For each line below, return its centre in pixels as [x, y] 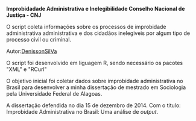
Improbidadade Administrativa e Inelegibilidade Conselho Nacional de [96, 9]
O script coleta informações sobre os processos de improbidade [86, 27]
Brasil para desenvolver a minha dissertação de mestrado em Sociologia [96, 87]
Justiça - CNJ [24, 15]
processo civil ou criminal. [39, 39]
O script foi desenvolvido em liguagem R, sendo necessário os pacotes [94, 63]
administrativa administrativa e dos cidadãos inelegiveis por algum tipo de [98, 33]
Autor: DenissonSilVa [32, 51]
